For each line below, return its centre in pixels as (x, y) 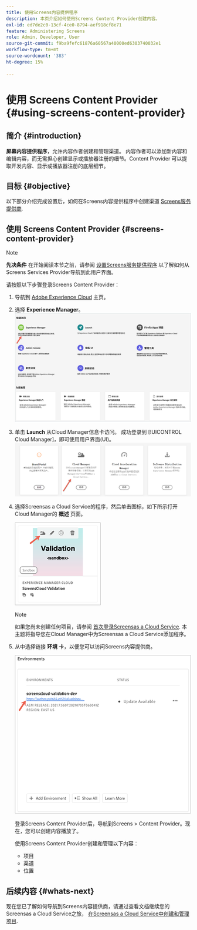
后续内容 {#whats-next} (50, 891)
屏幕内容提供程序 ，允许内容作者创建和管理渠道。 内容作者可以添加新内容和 (97, 151)
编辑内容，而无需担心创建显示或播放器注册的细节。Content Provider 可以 (94, 158)
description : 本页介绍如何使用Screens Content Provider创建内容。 (83, 19)
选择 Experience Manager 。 (49, 310)
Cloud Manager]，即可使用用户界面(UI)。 (64, 439)
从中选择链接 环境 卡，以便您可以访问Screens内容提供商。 (85, 647)
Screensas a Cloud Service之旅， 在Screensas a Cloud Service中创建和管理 (98, 914)
